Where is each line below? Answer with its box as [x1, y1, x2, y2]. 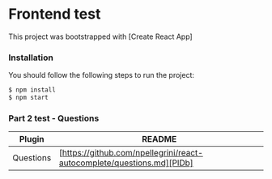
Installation [8, 52, 54, 63]
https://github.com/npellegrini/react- [62, 147, 204, 159]
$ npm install [8, 86, 57, 94]
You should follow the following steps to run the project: [8, 70, 195, 80]
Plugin [19, 134, 45, 145]
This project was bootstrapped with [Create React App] [8, 32, 193, 41]
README [141, 134, 177, 145]
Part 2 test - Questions [8, 113, 100, 124]
